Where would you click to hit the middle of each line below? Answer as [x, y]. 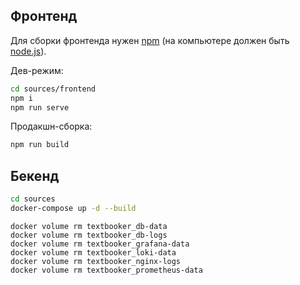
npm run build [40, 145]
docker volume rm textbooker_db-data [89, 226]
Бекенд [35, 175]
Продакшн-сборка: [51, 126]
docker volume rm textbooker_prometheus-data [106, 270]
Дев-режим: [37, 70]
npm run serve [40, 107]
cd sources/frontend [53, 89]
